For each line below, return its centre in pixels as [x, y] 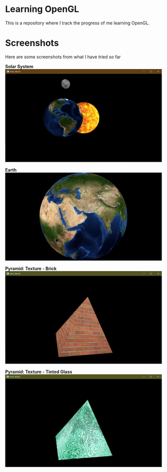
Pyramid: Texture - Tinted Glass [39, 372]
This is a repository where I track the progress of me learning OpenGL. [78, 23]
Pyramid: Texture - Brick [31, 269]
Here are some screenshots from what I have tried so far [63, 57]
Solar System [19, 66]
